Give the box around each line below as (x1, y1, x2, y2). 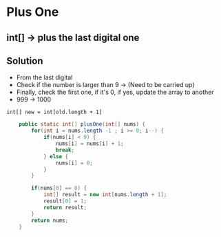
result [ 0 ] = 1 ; (43, 198, 87, 205)
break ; (55, 146, 75, 153)
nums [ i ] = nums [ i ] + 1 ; (55, 140, 125, 147)
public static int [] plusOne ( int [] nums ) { (19, 121, 146, 128)
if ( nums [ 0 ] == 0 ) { (31, 184, 87, 192)
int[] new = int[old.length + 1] (6, 108, 103, 116)
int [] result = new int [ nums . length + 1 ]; (43, 191, 167, 198)
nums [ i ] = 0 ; (55, 160, 94, 167)
